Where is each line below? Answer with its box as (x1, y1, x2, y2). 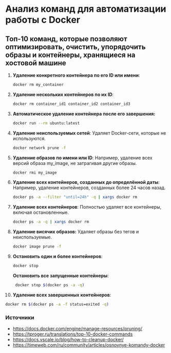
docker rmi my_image (12, 170, 57, 175)
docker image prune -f (12, 244, 62, 249)
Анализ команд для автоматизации (5, 3, 166, 15)
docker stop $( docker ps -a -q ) (15, 282, 85, 288)
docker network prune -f (12, 145, 66, 151)
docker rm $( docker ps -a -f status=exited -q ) (5, 302, 109, 307)
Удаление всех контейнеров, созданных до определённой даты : (12, 179, 160, 185)
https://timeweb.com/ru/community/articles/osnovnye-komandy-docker (12, 342, 165, 348)
